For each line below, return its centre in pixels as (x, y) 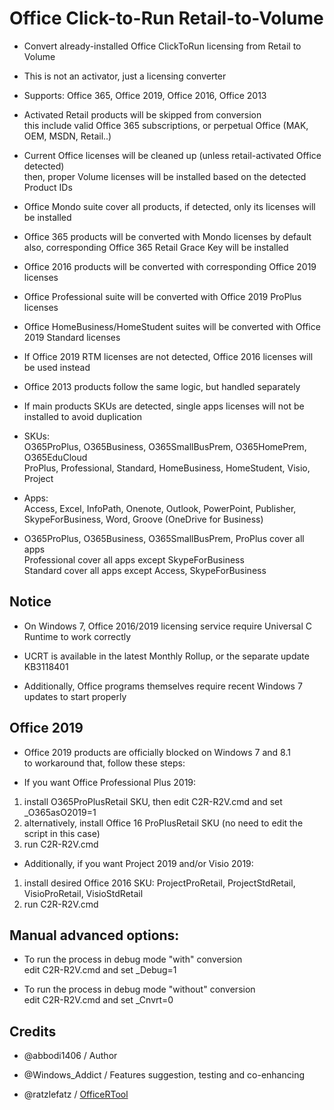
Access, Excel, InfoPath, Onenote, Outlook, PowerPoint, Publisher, (160, 508)
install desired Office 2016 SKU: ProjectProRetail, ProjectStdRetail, (159, 883)
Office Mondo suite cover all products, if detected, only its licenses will (169, 206)
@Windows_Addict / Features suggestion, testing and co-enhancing (164, 1075)
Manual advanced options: (94, 935)
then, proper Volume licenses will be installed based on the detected (165, 176)
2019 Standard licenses (72, 337)
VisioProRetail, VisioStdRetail (83, 893)
